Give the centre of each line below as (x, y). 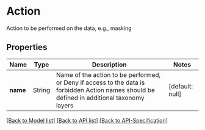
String (41, 90)
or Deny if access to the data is (100, 82)
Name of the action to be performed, (108, 74)
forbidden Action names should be (106, 90)
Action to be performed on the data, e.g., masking (69, 28)
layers (65, 105)
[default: (181, 86)
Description (109, 64)
